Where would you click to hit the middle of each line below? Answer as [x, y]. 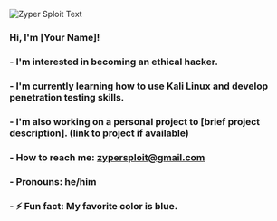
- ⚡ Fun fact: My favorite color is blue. [94, 207]
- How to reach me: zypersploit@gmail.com [107, 157]
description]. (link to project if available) [99, 133]
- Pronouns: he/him [53, 181]
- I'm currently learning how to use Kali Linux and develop [139, 86]
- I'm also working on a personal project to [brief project [135, 121]
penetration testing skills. [67, 97]
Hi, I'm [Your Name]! [55, 37]
